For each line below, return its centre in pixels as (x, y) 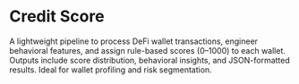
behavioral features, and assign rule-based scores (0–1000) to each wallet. (148, 50)
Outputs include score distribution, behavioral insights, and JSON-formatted (150, 60)
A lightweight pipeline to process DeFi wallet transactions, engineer (133, 41)
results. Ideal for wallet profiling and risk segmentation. (111, 70)
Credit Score (57, 17)
